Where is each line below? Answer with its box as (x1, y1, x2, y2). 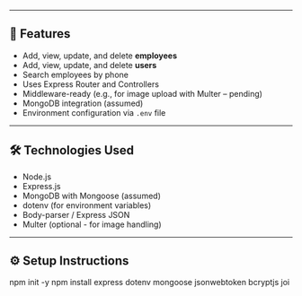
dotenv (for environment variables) (22, 199, 152, 211)
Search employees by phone (22, 69, 129, 80)
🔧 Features (9, 26, 71, 41)
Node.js (22, 171, 52, 182)
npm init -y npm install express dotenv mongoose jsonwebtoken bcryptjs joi (9, 277, 290, 288)
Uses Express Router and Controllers (22, 78, 160, 90)
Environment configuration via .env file (22, 107, 166, 118)
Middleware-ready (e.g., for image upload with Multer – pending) (22, 88, 263, 99)
